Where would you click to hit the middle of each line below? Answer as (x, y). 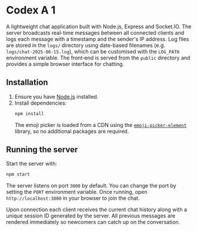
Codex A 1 (31, 10)
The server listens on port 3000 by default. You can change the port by (91, 186)
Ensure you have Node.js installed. (56, 96)
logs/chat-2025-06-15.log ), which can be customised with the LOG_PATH (93, 51)
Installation (27, 83)
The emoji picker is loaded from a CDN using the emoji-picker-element (101, 125)
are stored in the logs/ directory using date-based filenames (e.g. (86, 45)
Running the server (42, 150)
